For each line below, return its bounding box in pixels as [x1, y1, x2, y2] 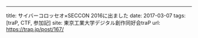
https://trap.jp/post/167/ [6, 26, 64, 32]
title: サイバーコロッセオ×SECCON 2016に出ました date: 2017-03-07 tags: [6, 12, 186, 19]
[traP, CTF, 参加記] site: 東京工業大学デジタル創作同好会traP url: [6, 20, 161, 26]
